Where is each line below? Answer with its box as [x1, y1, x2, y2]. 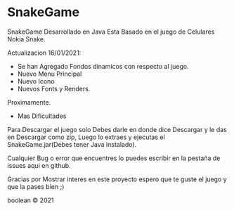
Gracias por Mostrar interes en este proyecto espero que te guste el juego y [7, 175, 227, 183]
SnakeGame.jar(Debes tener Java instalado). [7, 140, 137, 148]
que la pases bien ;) [7, 182, 65, 190]
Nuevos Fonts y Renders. [17, 84, 91, 93]
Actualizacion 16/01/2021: [7, 48, 82, 57]
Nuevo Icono [17, 77, 55, 85]
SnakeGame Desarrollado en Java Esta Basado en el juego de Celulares [7, 27, 215, 36]
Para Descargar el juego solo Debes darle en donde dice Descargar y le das [7, 125, 227, 133]
